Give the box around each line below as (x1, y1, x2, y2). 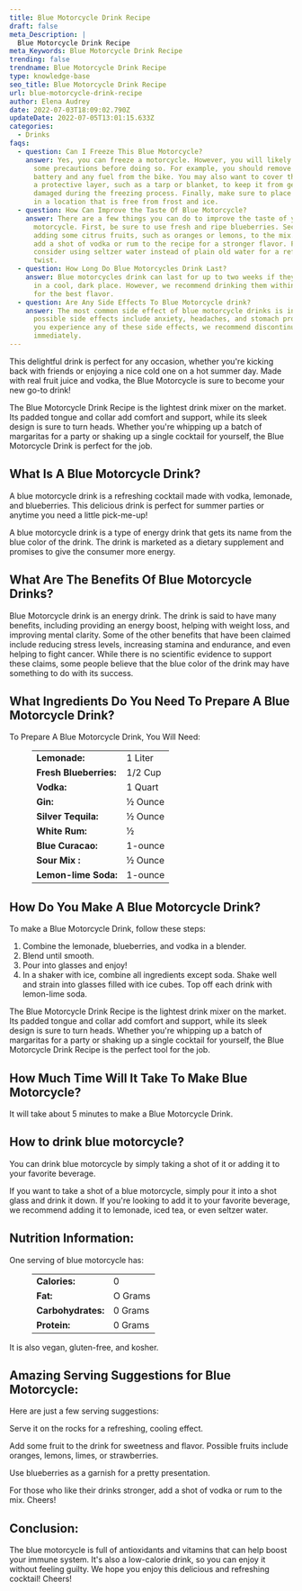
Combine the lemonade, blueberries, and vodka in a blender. (22, 941, 247, 952)
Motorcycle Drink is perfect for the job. (9, 440, 153, 451)
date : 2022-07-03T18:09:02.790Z (9, 105, 130, 114)
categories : (9, 122, 54, 131)
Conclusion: (9, 1521, 79, 1536)
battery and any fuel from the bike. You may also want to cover (32, 172, 283, 181)
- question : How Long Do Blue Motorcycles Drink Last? (17, 265, 227, 274)
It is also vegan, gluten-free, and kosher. (9, 1342, 159, 1352)
